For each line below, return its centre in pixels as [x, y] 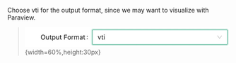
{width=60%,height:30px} [63, 52]
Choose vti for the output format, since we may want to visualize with [108, 10]
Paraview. [22, 17]
